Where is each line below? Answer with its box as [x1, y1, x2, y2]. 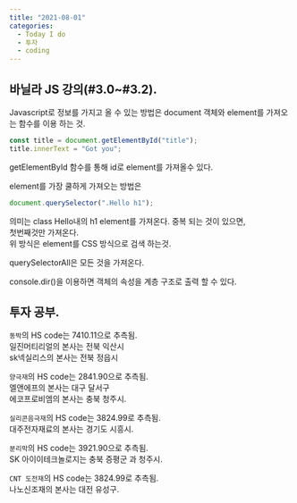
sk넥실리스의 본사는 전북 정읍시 [9, 352, 119, 363]
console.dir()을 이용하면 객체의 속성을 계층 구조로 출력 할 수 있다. [9, 276, 237, 287]
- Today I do [17, 29, 66, 38]
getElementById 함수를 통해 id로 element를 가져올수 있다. [9, 162, 214, 172]
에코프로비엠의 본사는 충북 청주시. [9, 394, 127, 405]
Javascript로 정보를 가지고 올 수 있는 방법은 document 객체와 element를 [9, 106, 265, 117]
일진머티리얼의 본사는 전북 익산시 [9, 341, 125, 352]
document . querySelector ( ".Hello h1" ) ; [9, 198, 154, 207]
